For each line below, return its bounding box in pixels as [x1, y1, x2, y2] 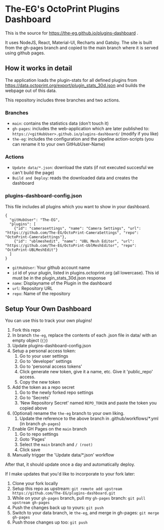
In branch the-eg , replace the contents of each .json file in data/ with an [12, 332, 157, 338]
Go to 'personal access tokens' [19, 363, 82, 369]
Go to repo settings [19, 431, 59, 437]
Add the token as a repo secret [12, 385, 75, 390]
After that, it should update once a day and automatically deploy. [5, 461, 136, 467]
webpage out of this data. [5, 87, 57, 94]
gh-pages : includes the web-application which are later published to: [12, 126, 149, 132]
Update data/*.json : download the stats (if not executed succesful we [12, 165, 154, 170]
